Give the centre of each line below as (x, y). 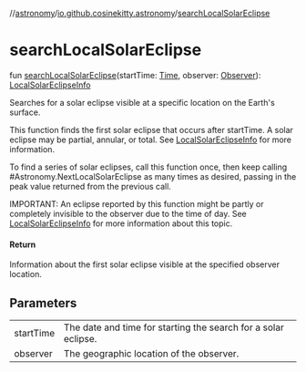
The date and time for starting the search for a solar (173, 327)
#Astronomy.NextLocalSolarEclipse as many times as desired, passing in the (153, 176)
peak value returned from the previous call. (90, 186)
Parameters (43, 303)
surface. (25, 112)
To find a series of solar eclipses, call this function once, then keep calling (148, 167)
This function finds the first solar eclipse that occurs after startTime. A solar (152, 129)
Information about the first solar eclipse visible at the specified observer (145, 264)
